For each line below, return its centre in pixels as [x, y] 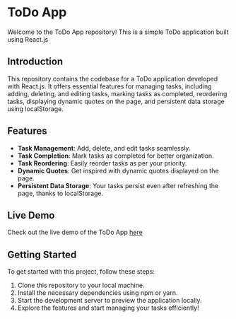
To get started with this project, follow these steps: [81, 272]
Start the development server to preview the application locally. [110, 301]
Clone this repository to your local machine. [81, 285]
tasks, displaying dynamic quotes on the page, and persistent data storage [116, 101]
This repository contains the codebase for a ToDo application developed [113, 79]
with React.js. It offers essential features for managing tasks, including [110, 86]
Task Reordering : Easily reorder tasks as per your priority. [102, 163]
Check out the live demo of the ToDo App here [75, 232]
